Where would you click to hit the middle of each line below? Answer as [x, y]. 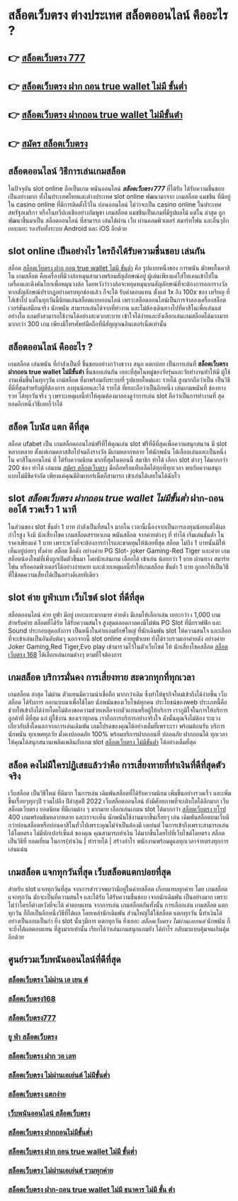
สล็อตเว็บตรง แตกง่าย [37, 1094]
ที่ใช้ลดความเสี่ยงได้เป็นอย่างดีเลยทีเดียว [53, 575]
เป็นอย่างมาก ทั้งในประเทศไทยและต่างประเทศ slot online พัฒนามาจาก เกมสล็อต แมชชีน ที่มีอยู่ [119, 196]
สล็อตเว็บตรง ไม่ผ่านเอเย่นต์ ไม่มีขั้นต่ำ [59, 1075]
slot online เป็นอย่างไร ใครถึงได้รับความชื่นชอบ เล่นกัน [107, 251]
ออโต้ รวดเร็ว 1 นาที [42, 510]
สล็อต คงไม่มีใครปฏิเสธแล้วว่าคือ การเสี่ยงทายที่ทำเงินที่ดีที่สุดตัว [117, 765]
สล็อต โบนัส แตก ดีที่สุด [49, 426]
